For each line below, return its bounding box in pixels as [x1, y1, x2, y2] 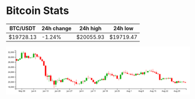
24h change [41, 25, 72, 32]
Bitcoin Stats [6, 4, 69, 17]
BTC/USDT [9, 25, 36, 32]
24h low [113, 25, 134, 32]
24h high [79, 25, 102, 32]
